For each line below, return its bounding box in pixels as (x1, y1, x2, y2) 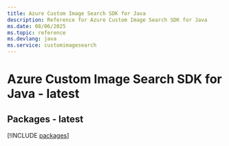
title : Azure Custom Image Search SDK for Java (7, 10, 146, 17)
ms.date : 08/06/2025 (7, 23, 67, 29)
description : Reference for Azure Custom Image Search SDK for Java (7, 16, 208, 23)
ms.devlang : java (7, 36, 57, 42)
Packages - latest (7, 113, 84, 125)
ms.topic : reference (7, 29, 67, 36)
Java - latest (7, 86, 80, 101)
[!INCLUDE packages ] (7, 132, 69, 139)
